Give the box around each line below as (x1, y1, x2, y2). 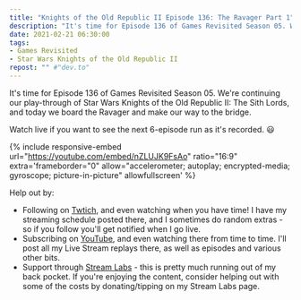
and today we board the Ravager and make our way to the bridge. (9, 107, 252, 117)
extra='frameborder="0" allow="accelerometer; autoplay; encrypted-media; (9, 160, 291, 171)
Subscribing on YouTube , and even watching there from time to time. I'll (21, 233, 287, 244)
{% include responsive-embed (9, 141, 123, 152)
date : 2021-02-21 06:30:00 (9, 30, 110, 39)
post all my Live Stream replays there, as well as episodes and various (21, 243, 281, 253)
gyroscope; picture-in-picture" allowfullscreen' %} (9, 169, 196, 180)
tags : (9, 38, 30, 47)
